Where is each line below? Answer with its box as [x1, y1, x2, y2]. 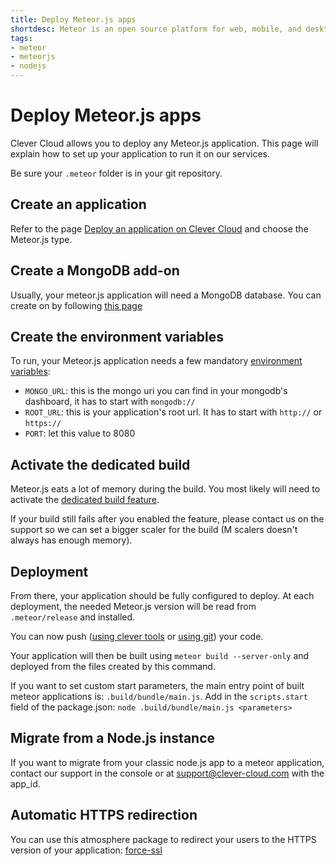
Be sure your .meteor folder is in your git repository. [10, 167, 223, 179]
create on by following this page [10, 299, 143, 311]
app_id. [10, 777, 41, 790]
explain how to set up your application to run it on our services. [10, 147, 271, 160]
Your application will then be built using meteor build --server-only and [10, 650, 310, 661]
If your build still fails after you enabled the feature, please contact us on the [10, 513, 325, 525]
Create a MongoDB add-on [10, 262, 180, 280]
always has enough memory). [10, 534, 133, 546]
